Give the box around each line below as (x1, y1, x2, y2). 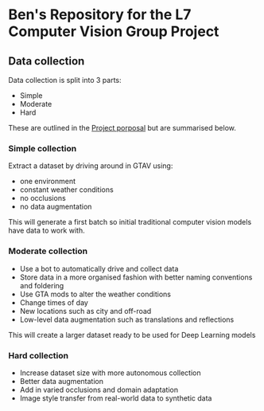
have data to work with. (8, 225, 85, 236)
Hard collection (8, 350, 69, 361)
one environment (19, 177, 76, 186)
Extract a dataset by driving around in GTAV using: (8, 161, 173, 170)
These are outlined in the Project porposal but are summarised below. (8, 123, 236, 132)
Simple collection (8, 143, 77, 154)
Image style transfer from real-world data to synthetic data (19, 393, 212, 403)
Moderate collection (8, 245, 88, 256)
